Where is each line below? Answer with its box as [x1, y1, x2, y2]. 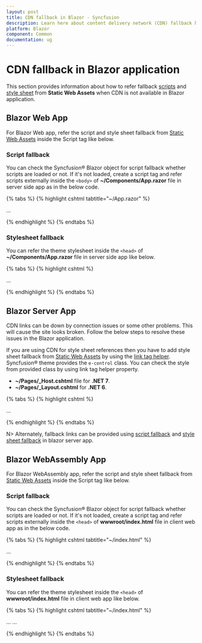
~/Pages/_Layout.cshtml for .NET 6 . [14, 384, 107, 391]
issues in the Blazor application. [6, 335, 85, 342]
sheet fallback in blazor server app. [6, 437, 94, 444]
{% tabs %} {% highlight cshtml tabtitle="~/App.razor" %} [6, 195, 150, 202]
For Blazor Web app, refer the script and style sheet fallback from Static [6, 129, 185, 136]
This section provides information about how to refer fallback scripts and [6, 83, 186, 90]
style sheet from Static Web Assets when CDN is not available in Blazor [6, 89, 185, 96]
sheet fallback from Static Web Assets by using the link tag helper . [6, 353, 171, 360]
